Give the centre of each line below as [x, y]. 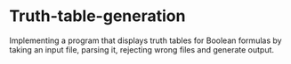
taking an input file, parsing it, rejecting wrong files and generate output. [141, 49]
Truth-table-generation [97, 16]
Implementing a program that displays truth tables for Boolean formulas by [145, 40]
